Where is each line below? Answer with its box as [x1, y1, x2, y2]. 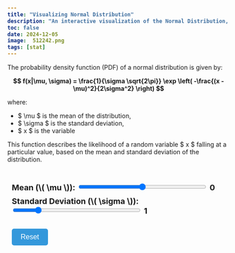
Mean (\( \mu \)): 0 [11, 183, 215, 192]
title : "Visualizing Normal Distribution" [7, 11, 134, 18]
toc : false [7, 24, 40, 31]
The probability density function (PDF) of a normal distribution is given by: [7, 63, 223, 71]
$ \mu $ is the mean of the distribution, [17, 111, 132, 120]
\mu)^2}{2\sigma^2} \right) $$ [73, 85, 164, 92]
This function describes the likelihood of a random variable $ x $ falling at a [7, 140, 227, 149]
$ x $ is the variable [17, 127, 76, 135]
